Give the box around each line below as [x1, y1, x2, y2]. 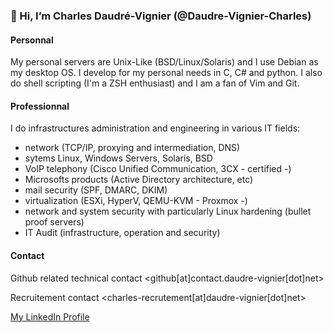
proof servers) [24, 216, 85, 228]
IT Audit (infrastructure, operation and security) [24, 227, 221, 239]
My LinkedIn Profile [10, 310, 90, 323]
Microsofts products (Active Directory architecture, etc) [24, 174, 254, 186]
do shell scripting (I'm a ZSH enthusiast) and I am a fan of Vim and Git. [10, 77, 300, 89]
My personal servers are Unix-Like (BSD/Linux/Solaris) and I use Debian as [10, 56, 319, 68]
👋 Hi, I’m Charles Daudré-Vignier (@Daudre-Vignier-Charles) [10, 9, 312, 23]
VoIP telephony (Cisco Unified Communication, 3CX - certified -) [24, 163, 292, 175]
